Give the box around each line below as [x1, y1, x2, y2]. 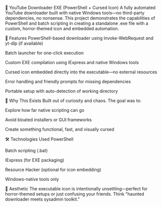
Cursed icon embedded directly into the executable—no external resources [5, 69, 158, 75]
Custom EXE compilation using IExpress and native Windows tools [5, 60, 139, 65]
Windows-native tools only [5, 176, 59, 182]
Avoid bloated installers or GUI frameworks [5, 117, 92, 123]
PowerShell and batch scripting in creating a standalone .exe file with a [5, 20, 149, 26]
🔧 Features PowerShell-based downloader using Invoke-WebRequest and [5, 35, 154, 41]
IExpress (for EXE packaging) [5, 157, 65, 163]
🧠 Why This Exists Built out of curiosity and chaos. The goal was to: [5, 98, 141, 103]
